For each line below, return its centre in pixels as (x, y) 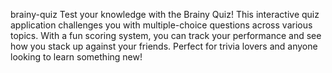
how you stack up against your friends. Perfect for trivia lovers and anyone (164, 46)
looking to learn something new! (76, 57)
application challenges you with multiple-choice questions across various (161, 25)
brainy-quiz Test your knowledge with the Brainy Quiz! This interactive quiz (165, 14)
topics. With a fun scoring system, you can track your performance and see (166, 35)
